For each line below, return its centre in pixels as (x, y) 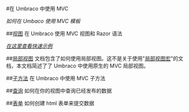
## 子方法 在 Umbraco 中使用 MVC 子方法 (56, 78)
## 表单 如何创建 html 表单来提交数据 (50, 103)
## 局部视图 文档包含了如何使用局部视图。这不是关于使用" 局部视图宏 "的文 (95, 58)
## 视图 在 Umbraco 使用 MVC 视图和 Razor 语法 (64, 33)
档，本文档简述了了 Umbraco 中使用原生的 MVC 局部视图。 (77, 66)
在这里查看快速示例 (29, 46)
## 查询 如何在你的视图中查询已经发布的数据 (59, 91)
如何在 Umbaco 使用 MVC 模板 (43, 21)
